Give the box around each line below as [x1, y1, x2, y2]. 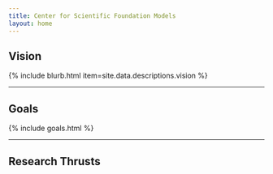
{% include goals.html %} [8, 123, 94, 134]
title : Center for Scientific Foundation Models [8, 11, 176, 20]
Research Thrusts [8, 155, 101, 168]
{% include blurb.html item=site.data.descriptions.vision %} [8, 70, 209, 81]
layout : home [8, 19, 53, 28]
